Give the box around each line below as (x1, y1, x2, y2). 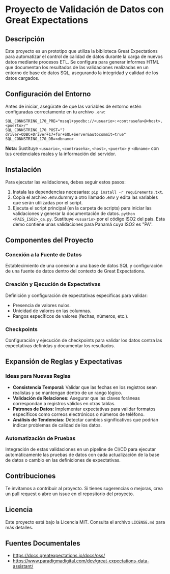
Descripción (5, 35, 45, 43)
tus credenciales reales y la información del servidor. (5, 150, 116, 157)
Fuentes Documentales (5, 539, 80, 548)
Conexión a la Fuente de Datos (5, 251, 82, 258)
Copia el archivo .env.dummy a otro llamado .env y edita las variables (12, 194, 158, 200)
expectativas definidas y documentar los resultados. (5, 342, 116, 349)
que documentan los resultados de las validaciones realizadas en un (5, 65, 149, 70)
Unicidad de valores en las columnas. (12, 308, 92, 314)
